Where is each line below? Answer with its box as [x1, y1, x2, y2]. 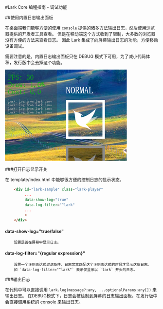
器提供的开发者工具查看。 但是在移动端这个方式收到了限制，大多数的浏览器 [5, 31, 156, 36]
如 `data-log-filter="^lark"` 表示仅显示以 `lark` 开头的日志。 [14, 267, 137, 272]
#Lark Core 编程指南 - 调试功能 [5, 4, 67, 10]
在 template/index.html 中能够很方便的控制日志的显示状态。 [5, 177, 124, 182]
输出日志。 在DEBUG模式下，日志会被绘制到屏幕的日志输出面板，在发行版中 [5, 292, 158, 298]
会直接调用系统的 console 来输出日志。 [5, 299, 83, 305]
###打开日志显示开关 [5, 166, 48, 172]
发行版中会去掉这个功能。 [13, 60, 65, 65]
